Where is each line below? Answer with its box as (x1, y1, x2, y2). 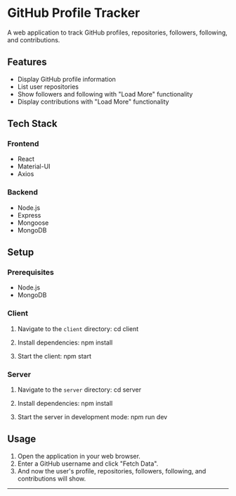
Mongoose (17, 218, 49, 227)
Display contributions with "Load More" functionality (17, 97, 170, 106)
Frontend (7, 139, 39, 149)
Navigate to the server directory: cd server (17, 385, 142, 394)
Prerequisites (7, 268, 54, 278)
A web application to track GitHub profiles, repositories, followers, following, (7, 28, 228, 37)
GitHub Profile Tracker (7, 5, 140, 21)
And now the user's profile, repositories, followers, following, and (17, 466, 206, 475)
